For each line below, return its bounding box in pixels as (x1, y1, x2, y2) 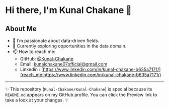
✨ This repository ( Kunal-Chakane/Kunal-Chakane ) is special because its (5, 86, 152, 92)
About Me (5, 24, 37, 33)
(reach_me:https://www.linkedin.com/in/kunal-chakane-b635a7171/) (20, 72, 161, 77)
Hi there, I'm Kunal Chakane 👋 (5, 4, 132, 16)
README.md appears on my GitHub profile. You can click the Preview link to (5, 92, 157, 97)
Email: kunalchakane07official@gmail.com (20, 61, 108, 67)
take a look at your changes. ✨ (5, 97, 69, 103)
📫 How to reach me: (12, 48, 56, 54)
